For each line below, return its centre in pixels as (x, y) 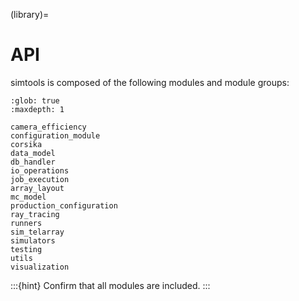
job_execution (40, 179)
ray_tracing (35, 214)
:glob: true (35, 100)
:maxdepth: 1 (37, 109)
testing (26, 249)
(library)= (30, 14)
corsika (26, 144)
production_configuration (64, 205)
